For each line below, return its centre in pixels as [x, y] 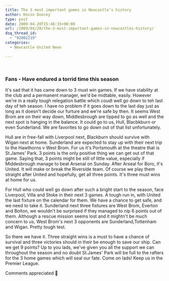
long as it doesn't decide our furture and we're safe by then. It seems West [83, 111]
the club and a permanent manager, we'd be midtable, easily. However [78, 95]
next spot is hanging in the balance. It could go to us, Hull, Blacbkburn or [80, 122]
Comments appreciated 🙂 [32, 273]
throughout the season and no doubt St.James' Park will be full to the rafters [84, 252]
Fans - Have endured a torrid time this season [62, 79]
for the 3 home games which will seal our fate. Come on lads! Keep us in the [84, 258]
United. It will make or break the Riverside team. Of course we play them [80, 169]
